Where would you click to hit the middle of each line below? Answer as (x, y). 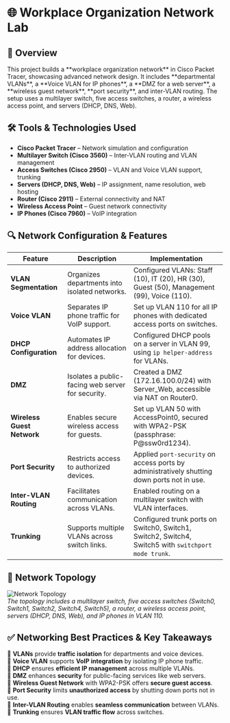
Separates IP (88, 307)
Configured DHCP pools (172, 335)
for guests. (85, 434)
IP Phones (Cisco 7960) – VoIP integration (77, 213)
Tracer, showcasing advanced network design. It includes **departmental (111, 76)
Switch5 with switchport (172, 544)
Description (97, 258)
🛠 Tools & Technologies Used (72, 128)
